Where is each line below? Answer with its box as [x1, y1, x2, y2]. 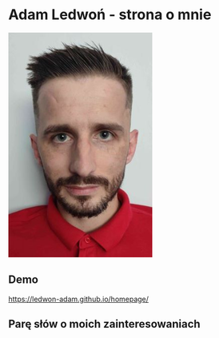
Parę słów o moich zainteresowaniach [8, 317, 201, 331]
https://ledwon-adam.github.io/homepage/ [8, 294, 149, 304]
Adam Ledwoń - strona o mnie [8, 6, 212, 24]
